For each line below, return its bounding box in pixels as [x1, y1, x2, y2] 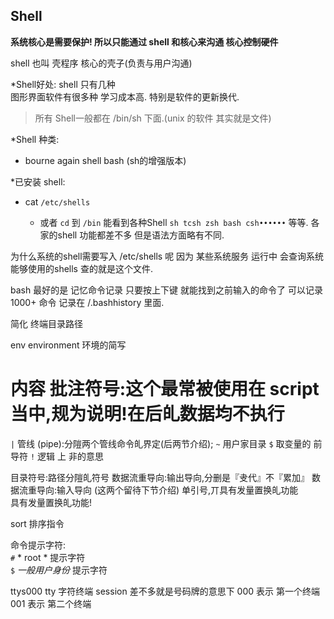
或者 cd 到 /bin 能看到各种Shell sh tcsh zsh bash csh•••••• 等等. [39, 216, 309, 228]
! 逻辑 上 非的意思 [29, 450, 104, 462]
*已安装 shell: [10, 175, 66, 188]
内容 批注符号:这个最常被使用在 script [10, 378, 320, 400]
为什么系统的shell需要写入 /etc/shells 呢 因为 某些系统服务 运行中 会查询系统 [10, 250, 324, 262]
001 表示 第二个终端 [10, 597, 92, 609]
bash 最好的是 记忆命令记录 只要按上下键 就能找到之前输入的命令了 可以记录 [10, 284, 323, 296]
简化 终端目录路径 [10, 317, 83, 329]
